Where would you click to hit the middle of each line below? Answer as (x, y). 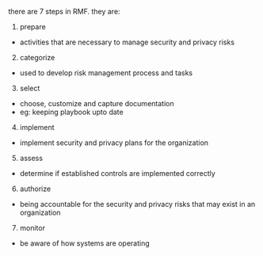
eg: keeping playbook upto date (72, 112)
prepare (32, 27)
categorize (37, 57)
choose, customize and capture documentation (97, 103)
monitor (32, 228)
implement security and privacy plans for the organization (114, 143)
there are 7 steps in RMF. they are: (64, 11)
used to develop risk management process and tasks (106, 73)
